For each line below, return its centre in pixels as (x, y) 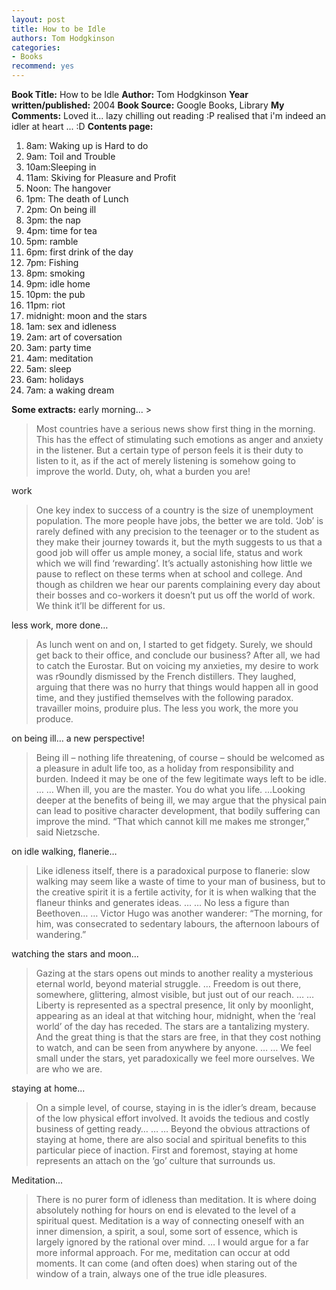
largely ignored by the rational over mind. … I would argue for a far (172, 1242)
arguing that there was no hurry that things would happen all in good (177, 687)
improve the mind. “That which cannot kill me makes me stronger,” (172, 821)
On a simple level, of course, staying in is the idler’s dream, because (176, 1107)
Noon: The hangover (68, 188)
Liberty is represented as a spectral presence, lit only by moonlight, (174, 1005)
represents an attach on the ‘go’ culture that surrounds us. (155, 1160)
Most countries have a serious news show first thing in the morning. (175, 429)
